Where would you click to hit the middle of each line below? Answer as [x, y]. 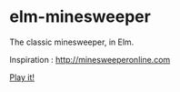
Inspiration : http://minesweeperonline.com [90, 59]
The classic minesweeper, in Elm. [72, 42]
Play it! [22, 77]
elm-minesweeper [80, 17]
